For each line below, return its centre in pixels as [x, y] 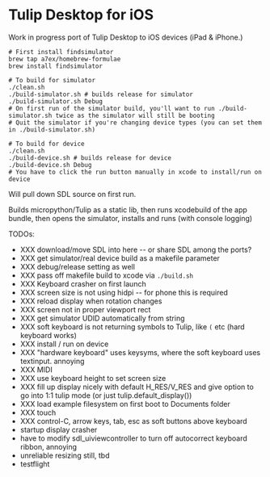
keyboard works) [48, 335]
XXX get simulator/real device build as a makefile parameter [120, 258]
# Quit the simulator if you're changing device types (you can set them [135, 123]
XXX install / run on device [64, 344]
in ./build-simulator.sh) [52, 130]
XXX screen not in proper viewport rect [85, 309]
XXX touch [38, 412]
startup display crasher [59, 429]
